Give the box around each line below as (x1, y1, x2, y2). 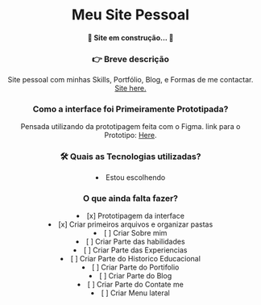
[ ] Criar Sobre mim (103, 228, 168, 237)
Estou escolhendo (106, 172, 166, 182)
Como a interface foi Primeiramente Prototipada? (32, 103, 229, 115)
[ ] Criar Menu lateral (101, 288, 170, 298)
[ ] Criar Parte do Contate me (87, 279, 184, 289)
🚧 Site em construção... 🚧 (87, 32, 174, 42)
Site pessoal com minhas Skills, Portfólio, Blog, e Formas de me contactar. (7, 75, 254, 85)
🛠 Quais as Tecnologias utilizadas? (60, 151, 201, 162)
